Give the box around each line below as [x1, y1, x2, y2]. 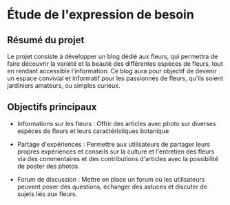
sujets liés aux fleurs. [17, 189, 78, 198]
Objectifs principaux [7, 101, 97, 113]
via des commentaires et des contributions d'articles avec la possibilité [17, 154, 219, 162]
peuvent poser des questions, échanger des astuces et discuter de [17, 182, 208, 191]
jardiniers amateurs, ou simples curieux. [7, 82, 121, 89]
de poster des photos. [17, 162, 81, 170]
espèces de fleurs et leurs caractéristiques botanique [17, 127, 169, 135]
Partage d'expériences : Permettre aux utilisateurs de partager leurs [17, 140, 211, 148]
